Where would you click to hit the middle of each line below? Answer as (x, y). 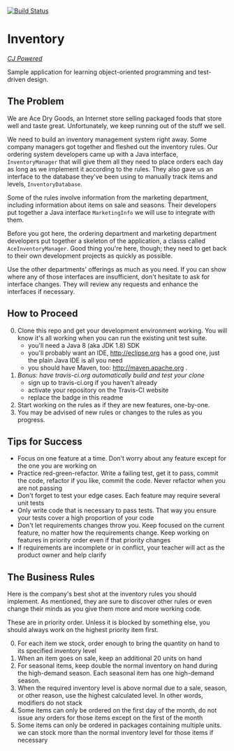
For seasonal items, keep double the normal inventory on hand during (117, 666)
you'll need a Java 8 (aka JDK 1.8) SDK (84, 345)
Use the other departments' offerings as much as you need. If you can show (117, 269)
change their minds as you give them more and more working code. (105, 609)
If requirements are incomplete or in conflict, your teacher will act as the (121, 548)
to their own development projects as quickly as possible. (90, 255)
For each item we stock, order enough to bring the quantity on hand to (118, 643)
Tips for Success (45, 441)
